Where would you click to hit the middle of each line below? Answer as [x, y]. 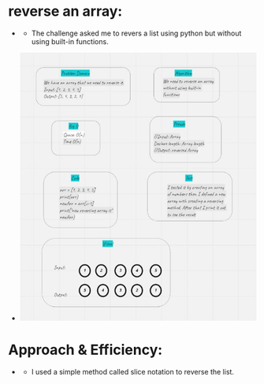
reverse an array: [65, 11]
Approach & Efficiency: [86, 350]
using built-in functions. [70, 41]
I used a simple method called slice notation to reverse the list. [133, 371]
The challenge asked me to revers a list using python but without [136, 33]
